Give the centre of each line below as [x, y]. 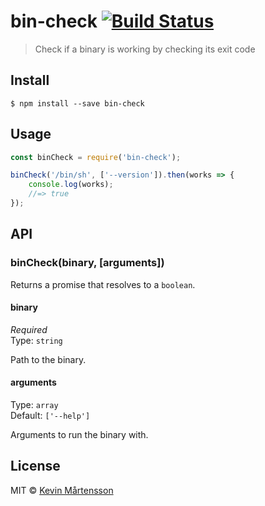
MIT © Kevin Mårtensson [62, 490]
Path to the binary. [48, 359]
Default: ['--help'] [50, 416]
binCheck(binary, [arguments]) [87, 263]
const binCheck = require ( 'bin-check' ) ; [96, 157]
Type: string [36, 340]
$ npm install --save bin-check [77, 103]
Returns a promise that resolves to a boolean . [103, 284]
